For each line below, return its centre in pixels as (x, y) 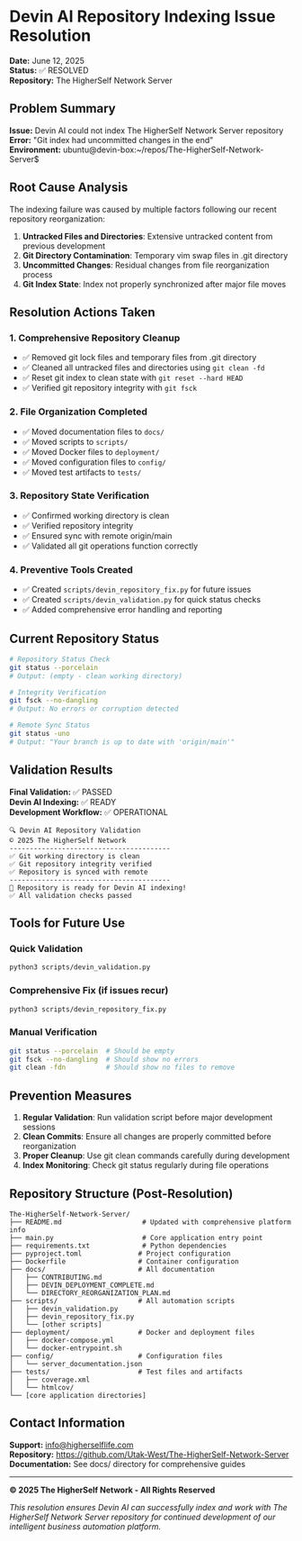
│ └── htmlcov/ (42, 1387)
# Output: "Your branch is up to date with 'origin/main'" (122, 742)
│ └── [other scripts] (56, 1324)
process (37, 274)
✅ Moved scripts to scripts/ (75, 441)
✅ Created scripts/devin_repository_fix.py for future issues (137, 589)
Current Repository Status (84, 638)
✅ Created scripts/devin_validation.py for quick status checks (142, 600)
